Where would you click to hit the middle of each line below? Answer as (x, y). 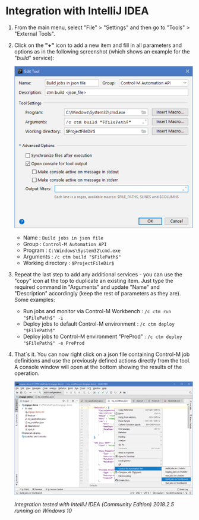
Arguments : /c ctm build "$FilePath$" (72, 257)
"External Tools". (35, 33)
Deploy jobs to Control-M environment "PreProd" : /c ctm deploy (102, 336)
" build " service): (34, 58)
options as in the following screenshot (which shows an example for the (102, 51)
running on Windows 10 (43, 510)
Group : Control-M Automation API (65, 244)
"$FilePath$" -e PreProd (54, 343)
